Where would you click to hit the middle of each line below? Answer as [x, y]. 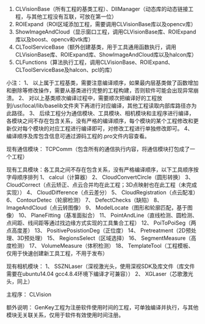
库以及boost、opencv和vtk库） [54, 39]
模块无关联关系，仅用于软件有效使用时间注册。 [65, 315]
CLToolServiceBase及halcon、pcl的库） [65, 70]
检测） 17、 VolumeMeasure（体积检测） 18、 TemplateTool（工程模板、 [103, 246]
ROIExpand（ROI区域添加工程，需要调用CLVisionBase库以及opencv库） [106, 24]
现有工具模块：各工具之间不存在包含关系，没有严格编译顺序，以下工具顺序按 [103, 170]
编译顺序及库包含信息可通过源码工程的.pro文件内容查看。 [78, 136]
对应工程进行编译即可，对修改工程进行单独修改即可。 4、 [121, 129]
